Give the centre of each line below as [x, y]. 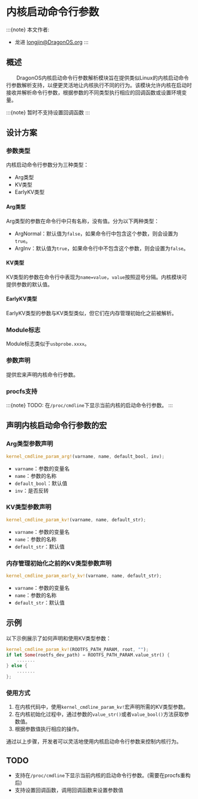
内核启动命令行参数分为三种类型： [47, 165]
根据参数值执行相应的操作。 [48, 729]
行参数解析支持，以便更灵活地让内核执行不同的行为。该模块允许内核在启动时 [99, 85]
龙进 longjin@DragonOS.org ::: [52, 42]
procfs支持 [22, 391]
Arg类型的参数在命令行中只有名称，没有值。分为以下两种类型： [83, 221]
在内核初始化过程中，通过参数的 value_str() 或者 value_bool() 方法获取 [99, 714]
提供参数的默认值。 [29, 284]
